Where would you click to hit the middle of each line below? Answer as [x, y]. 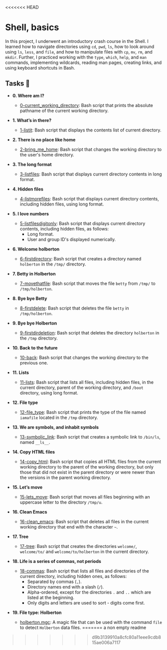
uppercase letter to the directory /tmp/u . [61, 502]
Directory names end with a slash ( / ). [66, 586]
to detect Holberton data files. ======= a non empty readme [83, 627]
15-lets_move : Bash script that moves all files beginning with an [85, 496]
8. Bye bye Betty [30, 298]
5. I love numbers [30, 213]
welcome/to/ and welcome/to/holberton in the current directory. [84, 551]
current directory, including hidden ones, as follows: [73, 576]
